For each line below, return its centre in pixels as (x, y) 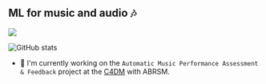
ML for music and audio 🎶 (73, 13)
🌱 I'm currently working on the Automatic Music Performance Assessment (139, 62)
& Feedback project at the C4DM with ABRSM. (95, 71)
